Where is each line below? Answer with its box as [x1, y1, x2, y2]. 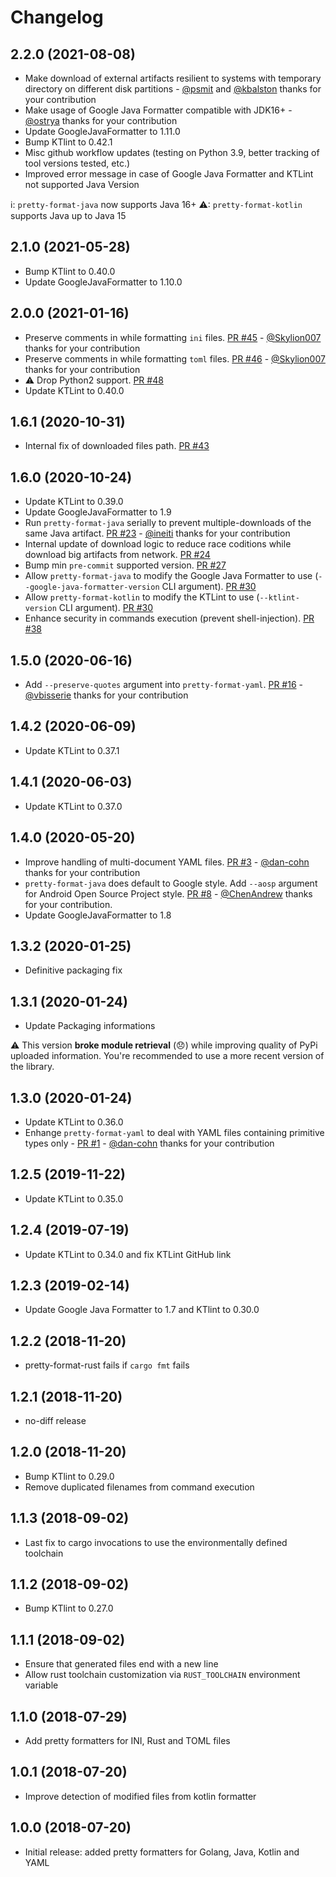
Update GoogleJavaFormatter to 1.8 [24, 909, 172, 921]
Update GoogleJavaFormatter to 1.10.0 [24, 276, 183, 288]
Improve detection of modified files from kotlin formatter [24, 1790, 257, 1802]
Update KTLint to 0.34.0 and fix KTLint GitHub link [24, 1248, 232, 1260]
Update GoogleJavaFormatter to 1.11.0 [24, 126, 181, 137]
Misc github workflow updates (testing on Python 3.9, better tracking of [24, 147, 320, 158]
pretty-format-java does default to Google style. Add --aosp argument [24, 877, 318, 889]
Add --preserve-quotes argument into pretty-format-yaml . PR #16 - [24, 679, 303, 691]
